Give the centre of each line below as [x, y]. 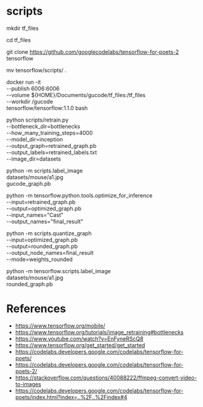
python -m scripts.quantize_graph [49, 233]
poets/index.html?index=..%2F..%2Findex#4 [71, 397]
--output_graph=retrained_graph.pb [51, 145]
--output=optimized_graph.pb [44, 208]
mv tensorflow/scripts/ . [36, 70]
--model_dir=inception [35, 139]
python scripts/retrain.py [38, 120]
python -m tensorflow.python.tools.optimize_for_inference [79, 195]
